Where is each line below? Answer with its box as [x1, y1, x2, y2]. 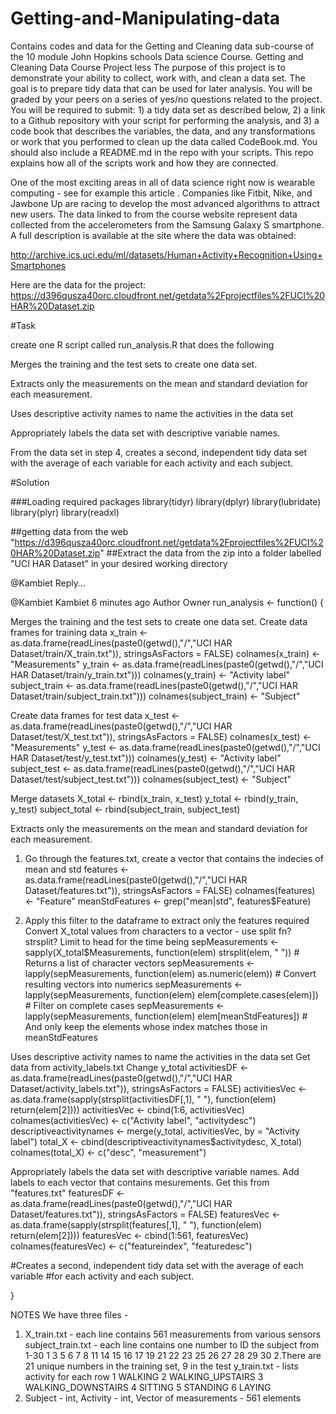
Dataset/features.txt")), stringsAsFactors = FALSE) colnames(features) [24, 884, 316, 896]
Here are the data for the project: [10, 278, 147, 291]
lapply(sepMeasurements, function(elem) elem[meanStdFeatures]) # [24, 1010, 308, 1022]
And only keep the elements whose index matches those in [24, 1020, 268, 1032]
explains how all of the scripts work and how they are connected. [10, 157, 279, 169]
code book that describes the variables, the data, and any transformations [10, 125, 316, 137]
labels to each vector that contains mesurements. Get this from [10, 1176, 270, 1188]
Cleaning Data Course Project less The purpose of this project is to [10, 61, 286, 73]
